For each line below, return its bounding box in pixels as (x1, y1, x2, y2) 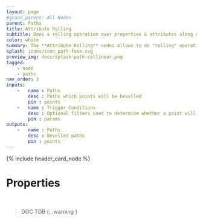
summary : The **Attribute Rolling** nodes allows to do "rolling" (6, 43, 177, 49)
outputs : (6, 122, 28, 128)
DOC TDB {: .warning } (21, 208, 78, 215)
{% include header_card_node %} (6, 155, 91, 162)
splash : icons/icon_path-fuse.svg (6, 48, 94, 54)
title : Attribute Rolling (6, 25, 71, 32)
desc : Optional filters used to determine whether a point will (28, 110, 196, 116)
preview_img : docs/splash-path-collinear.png (6, 54, 123, 60)
